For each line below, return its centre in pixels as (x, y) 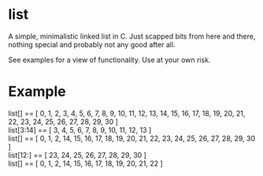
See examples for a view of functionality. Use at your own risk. (109, 60)
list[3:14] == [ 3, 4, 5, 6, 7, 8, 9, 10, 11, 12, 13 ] (80, 130)
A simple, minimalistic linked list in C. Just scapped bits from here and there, (132, 36)
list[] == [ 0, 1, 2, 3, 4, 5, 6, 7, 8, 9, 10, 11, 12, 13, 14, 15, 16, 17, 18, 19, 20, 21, (127, 113)
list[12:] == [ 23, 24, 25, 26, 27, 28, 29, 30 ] (78, 155)
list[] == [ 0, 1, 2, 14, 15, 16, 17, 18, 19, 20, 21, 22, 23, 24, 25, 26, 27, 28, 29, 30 (132, 138)
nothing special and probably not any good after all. (92, 44)
